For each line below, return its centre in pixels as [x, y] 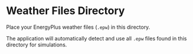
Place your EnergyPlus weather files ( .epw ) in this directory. [78, 27]
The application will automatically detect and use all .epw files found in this [97, 38]
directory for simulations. [37, 45]
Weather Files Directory [66, 11]
